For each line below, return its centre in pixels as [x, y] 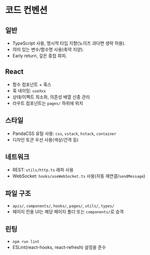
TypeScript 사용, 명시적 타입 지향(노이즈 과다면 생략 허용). [69, 43]
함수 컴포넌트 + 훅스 [32, 84]
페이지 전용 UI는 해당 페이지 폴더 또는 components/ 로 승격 [68, 212]
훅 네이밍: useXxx [29, 90]
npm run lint [26, 242]
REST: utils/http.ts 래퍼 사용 [43, 170]
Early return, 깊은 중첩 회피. [40, 56]
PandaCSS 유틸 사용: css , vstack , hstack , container [64, 133]
